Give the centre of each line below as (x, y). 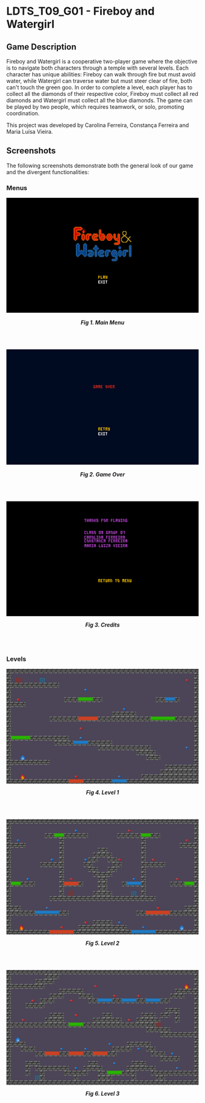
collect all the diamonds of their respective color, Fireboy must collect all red (102, 94)
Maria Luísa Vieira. (30, 132)
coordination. (23, 113)
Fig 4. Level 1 (103, 793)
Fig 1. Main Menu (103, 322)
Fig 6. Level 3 (103, 1093)
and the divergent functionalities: (48, 172)
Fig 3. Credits (103, 625)
